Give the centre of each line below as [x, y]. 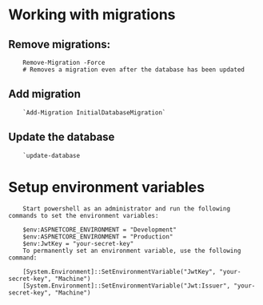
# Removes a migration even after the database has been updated [134, 70]
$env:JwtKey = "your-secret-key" [78, 243]
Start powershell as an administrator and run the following [126, 209]
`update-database [52, 155]
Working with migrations [92, 15]
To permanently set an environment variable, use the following [132, 251]
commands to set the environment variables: [84, 215]
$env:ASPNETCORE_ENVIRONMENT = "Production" [98, 237]
